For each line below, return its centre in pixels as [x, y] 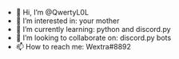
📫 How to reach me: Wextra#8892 [74, 47]
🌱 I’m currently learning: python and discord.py [93, 29]
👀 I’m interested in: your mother [68, 21]
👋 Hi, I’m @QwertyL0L [52, 12]
